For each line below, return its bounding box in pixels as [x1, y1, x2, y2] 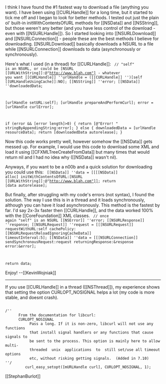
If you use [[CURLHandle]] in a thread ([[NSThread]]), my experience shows [5, 284, 160, 290]
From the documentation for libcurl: [18, 312, 96, 318]
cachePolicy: [49, 226, 77, 231]
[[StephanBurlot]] [5, 373, 41, 379]
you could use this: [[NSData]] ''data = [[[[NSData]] [5, 169, 118, 175]
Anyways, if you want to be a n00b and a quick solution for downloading [5, 164, 153, 170]
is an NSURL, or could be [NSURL [5, 66, 74, 71]
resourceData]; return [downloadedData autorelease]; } [5, 129, 123, 135]
